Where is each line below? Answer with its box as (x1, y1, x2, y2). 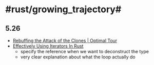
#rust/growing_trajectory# (5, 4, 122, 15)
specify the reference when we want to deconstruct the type (20, 49, 149, 54)
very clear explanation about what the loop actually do (20, 54, 136, 60)
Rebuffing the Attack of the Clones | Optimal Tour (12, 37, 118, 44)
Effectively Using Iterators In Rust (12, 43, 84, 49)
